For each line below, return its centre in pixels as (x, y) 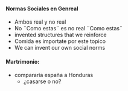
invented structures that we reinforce (60, 35)
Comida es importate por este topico (60, 41)
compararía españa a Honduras (54, 75)
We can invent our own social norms (60, 48)
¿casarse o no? (42, 81)
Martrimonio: (23, 61)
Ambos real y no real (40, 22)
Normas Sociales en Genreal (42, 8)
